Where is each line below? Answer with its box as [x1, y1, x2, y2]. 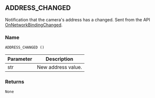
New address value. [36, 64, 83, 71]
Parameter [7, 56, 33, 63]
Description [45, 56, 74, 63]
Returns [5, 79, 24, 85]
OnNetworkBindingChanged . [5, 22, 63, 28]
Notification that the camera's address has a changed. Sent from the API [5, 16, 151, 22]
